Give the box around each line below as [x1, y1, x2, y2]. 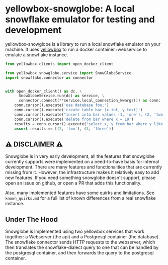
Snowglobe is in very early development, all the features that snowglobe [5, 153, 155, 159]
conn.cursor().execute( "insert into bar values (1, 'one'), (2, [14, 112, 152, 117]
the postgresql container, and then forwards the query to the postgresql [5, 250, 154, 256]
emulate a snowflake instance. [5, 51, 68, 58]
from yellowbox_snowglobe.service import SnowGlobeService [5, 70, 132, 75]
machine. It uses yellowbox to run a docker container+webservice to [5, 46, 147, 52]
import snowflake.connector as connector [5, 75, 94, 80]
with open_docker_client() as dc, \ [5, 89, 82, 94]
